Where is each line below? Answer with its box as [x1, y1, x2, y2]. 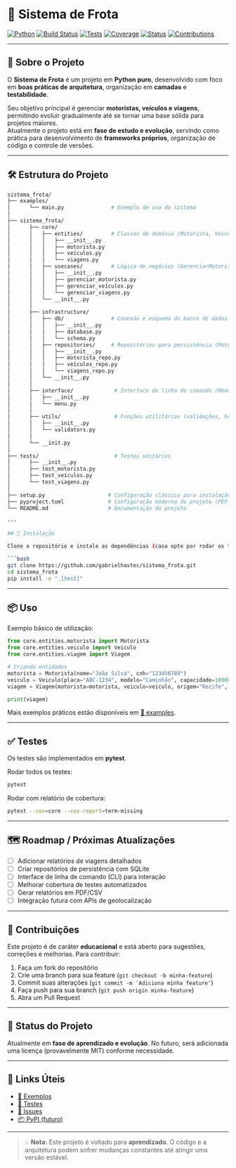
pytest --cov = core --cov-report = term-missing [7, 807, 143, 815]
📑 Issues [17, 1107, 43, 1115]
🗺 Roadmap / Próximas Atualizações [7, 834, 176, 846]
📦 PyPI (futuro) [17, 1115, 63, 1123]
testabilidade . [7, 90, 48, 98]
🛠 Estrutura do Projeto [7, 169, 109, 181]
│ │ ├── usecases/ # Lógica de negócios [7, 263, 174, 270]
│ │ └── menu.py [7, 400, 77, 407]
